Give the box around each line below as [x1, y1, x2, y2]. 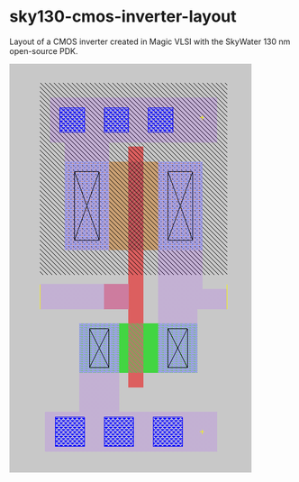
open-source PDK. [9, 45, 78, 56]
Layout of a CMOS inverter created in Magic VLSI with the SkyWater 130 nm [9, 36, 291, 47]
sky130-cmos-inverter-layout [9, 6, 237, 27]
